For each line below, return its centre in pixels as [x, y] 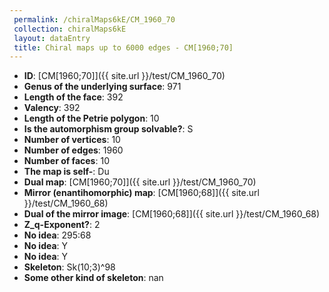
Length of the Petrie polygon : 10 [91, 118]
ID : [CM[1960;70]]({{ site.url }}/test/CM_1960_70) [124, 76]
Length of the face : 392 [73, 97]
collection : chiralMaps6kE [70, 29]
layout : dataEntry [52, 38]
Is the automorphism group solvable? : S [108, 129]
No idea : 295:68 [57, 235]
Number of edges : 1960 [73, 150]
